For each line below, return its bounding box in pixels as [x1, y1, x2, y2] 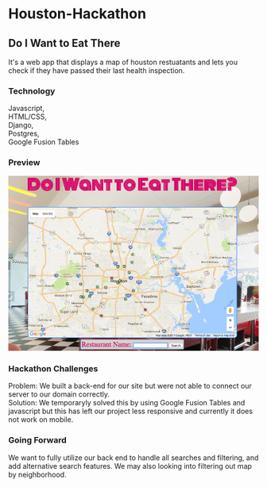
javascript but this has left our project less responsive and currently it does [8, 406, 253, 416]
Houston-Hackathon [8, 5, 147, 23]
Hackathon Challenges [8, 362, 99, 374]
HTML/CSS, [8, 112, 48, 121]
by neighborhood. [8, 470, 67, 479]
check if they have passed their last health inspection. [8, 66, 185, 75]
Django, [8, 121, 34, 130]
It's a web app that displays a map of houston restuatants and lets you [8, 57, 238, 67]
